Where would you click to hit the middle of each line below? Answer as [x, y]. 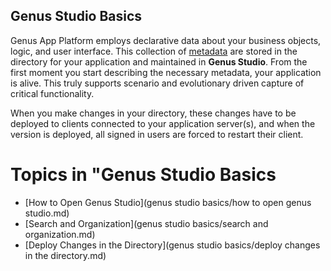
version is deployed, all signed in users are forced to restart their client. [157, 134]
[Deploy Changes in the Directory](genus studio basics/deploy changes [172, 245]
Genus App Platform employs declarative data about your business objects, [166, 40]
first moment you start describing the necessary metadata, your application [166, 72]
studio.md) [47, 213]
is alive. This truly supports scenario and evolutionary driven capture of [157, 83]
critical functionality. [52, 93]
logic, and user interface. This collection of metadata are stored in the [154, 51]
